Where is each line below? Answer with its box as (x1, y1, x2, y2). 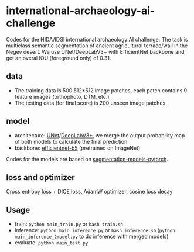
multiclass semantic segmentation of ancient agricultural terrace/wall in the (6, 42, 188, 49)
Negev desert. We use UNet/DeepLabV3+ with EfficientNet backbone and (6, 48, 185, 55)
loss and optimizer (6, 172, 75, 182)
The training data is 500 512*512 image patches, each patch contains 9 (14, 87, 188, 94)
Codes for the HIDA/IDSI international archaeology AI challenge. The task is (6, 36, 188, 43)
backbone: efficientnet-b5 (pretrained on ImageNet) (14, 144, 141, 151)
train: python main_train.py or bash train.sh (14, 220, 123, 227)
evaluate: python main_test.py (14, 239, 89, 246)
